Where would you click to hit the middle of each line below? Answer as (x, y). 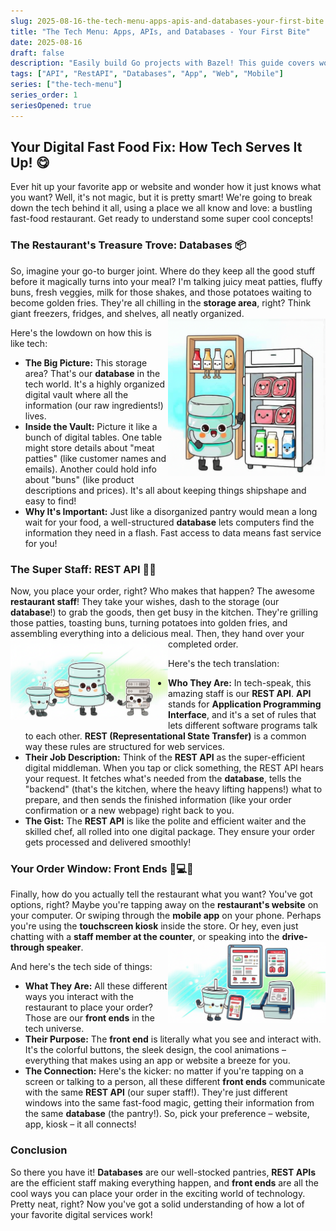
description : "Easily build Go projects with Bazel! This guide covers (162, 63)
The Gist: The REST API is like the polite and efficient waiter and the (165, 821)
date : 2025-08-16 (46, 42)
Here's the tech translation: (224, 664)
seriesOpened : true (51, 105)
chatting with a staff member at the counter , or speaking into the (145, 937)
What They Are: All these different (96, 986)
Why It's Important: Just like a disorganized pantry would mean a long (171, 511)
